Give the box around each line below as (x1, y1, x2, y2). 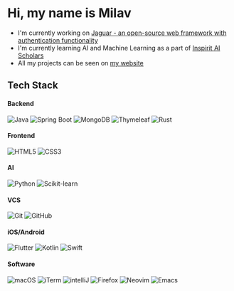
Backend (7, 99, 34, 107)
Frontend (7, 132, 36, 140)
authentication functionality (17, 36, 98, 44)
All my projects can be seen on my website (17, 58, 144, 67)
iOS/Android (7, 228, 45, 236)
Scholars (17, 51, 44, 60)
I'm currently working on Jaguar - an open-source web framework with (17, 28, 227, 37)
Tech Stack (7, 80, 58, 92)
